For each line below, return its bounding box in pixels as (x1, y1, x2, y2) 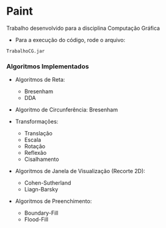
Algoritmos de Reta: (15, 76, 65, 84)
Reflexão (24, 149, 47, 157)
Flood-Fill (24, 216, 49, 223)
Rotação (24, 143, 46, 150)
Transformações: (15, 118, 59, 126)
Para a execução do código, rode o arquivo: (15, 36, 126, 43)
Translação (24, 130, 53, 137)
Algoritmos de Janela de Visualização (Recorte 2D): (15, 168, 145, 175)
